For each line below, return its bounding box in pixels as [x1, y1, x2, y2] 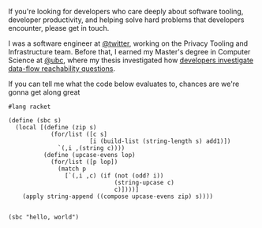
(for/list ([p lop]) [50, 158, 118, 166]
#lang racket [8, 103, 51, 110]
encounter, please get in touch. [8, 24, 110, 32]
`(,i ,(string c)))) [58, 144, 125, 152]
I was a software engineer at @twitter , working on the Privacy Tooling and [8, 39, 249, 48]
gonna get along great [8, 88, 80, 97]
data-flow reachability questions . [8, 64, 116, 73]
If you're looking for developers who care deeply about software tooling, [8, 7, 244, 16]
